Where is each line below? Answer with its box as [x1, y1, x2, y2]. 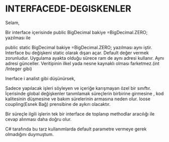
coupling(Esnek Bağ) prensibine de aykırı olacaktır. [5, 101, 111, 107]
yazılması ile [5, 35, 31, 41]
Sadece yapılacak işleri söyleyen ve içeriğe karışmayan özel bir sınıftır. [5, 85, 151, 91]
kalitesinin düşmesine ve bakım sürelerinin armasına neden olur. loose [5, 96, 150, 102]
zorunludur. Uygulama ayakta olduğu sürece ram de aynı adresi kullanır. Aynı [5, 55, 164, 61]
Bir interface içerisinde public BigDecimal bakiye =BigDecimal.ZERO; [5, 29, 148, 35]
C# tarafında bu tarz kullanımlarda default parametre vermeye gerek [5, 126, 147, 132]
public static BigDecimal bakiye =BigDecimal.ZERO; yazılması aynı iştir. [5, 44, 152, 50]
